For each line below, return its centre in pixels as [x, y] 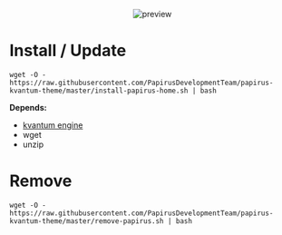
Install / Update [68, 51]
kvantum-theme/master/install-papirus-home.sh [99, 91]
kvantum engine [53, 125]
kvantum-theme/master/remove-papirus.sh [87, 221]
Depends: [28, 107]
